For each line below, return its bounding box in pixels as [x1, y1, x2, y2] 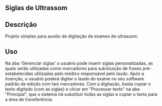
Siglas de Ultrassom [5, 4, 68, 12]
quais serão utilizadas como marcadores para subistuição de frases [5, 66, 142, 71]
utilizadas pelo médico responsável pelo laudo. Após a [34, 71, 144, 77]
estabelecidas [5, 71, 33, 77]
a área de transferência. [5, 97, 53, 103]
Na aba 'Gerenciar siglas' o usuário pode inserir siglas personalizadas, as [5, 60, 153, 66]
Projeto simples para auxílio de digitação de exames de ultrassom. [5, 34, 139, 39]
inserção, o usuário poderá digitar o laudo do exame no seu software [5, 76, 144, 82]
